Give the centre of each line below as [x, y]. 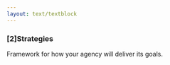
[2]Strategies [30, 38]
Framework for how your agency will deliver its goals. [85, 54]
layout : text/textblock [42, 14]
